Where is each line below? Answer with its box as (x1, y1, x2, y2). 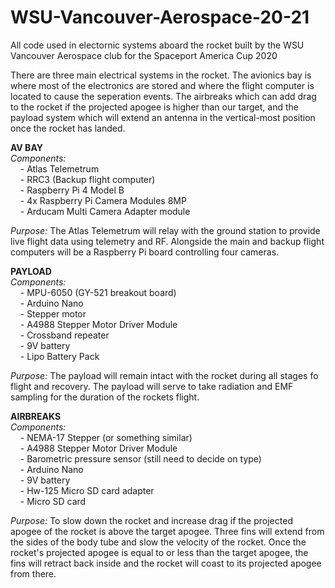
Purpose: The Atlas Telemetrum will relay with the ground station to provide (10, 224, 321, 236)
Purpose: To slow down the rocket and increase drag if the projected (10, 514, 293, 526)
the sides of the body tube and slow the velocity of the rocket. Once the (10, 536, 307, 548)
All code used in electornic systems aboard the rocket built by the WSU (10, 39, 305, 51)
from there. (10, 567, 57, 580)
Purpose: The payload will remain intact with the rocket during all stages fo (10, 369, 319, 381)
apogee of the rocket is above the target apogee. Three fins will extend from (10, 525, 325, 537)
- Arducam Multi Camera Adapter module (19, 205, 191, 217)
